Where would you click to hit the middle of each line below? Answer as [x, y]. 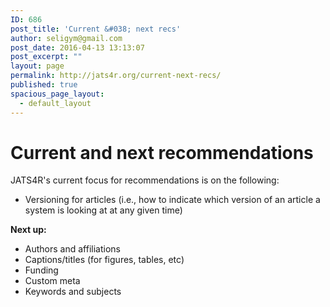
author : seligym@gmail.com [66, 38]
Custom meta [52, 281]
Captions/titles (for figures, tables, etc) [104, 260]
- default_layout [55, 103]
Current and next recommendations [162, 152]
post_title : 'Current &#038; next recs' [96, 29]
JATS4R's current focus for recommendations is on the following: [145, 180]
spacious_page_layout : [57, 94]
